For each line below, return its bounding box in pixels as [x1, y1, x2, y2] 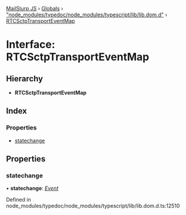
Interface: [6, 38, 56, 52]
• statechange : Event [6, 185, 59, 192]
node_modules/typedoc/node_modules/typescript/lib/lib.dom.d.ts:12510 [6, 202, 180, 210]
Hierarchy [6, 73, 43, 84]
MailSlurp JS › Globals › [6, 5, 63, 12]
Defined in [6, 196, 31, 203]
